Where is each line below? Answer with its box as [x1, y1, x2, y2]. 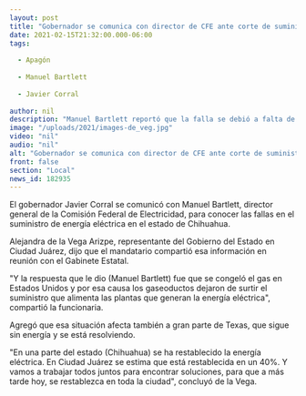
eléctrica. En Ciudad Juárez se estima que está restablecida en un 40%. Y [9, 357, 289, 368]
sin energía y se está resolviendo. [9, 330, 136, 340]
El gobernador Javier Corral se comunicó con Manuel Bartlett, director [9, 199, 273, 210]
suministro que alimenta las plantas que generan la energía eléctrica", [9, 292, 271, 303]
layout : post [9, 13, 59, 23]
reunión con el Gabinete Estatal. [9, 256, 129, 267]
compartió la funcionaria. [9, 302, 104, 313]
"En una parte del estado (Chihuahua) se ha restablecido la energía [9, 347, 261, 358]
